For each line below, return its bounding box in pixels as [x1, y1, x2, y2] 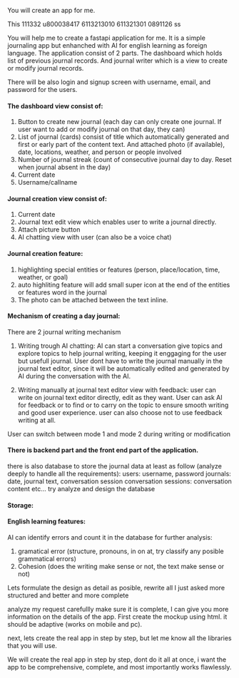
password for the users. [7, 86, 78, 93]
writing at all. [17, 416, 56, 424]
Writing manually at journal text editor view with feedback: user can [17, 385, 216, 394]
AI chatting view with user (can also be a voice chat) [17, 233, 172, 242]
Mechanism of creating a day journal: [7, 312, 121, 320]
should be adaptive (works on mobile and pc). [7, 620, 143, 628]
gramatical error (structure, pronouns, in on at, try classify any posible [17, 547, 224, 555]
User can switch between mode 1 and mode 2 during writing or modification [7, 429, 230, 438]
